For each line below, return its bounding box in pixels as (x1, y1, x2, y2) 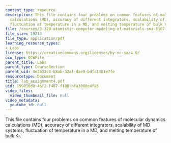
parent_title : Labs (5, 60, 47, 65)
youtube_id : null (10, 103, 47, 108)
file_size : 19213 (5, 31, 42, 36)
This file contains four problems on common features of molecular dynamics (5, 116, 166, 123)
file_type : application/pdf (5, 36, 65, 41)
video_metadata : (5, 98, 40, 103)
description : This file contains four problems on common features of (5, 12, 158, 17)
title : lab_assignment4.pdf (5, 79, 65, 84)
